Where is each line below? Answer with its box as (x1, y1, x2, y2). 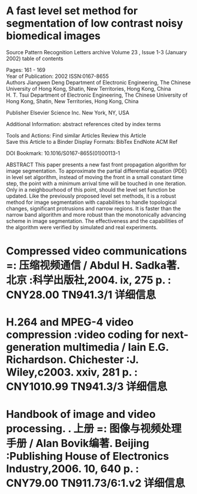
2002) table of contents (6, 55, 64, 62)
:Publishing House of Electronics (6, 449, 169, 463)
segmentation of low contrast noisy (6, 17, 183, 30)
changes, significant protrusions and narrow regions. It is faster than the (6, 205, 181, 212)
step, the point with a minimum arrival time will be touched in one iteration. (6, 180, 187, 187)
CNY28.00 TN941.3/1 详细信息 (6, 288, 156, 302)
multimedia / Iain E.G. (62, 341, 169, 354)
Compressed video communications (6, 245, 187, 258)
